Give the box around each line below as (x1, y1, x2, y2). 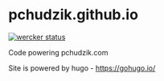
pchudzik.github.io (8, 6, 139, 24)
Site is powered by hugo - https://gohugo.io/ (8, 63, 156, 73)
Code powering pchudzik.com (8, 47, 109, 57)
